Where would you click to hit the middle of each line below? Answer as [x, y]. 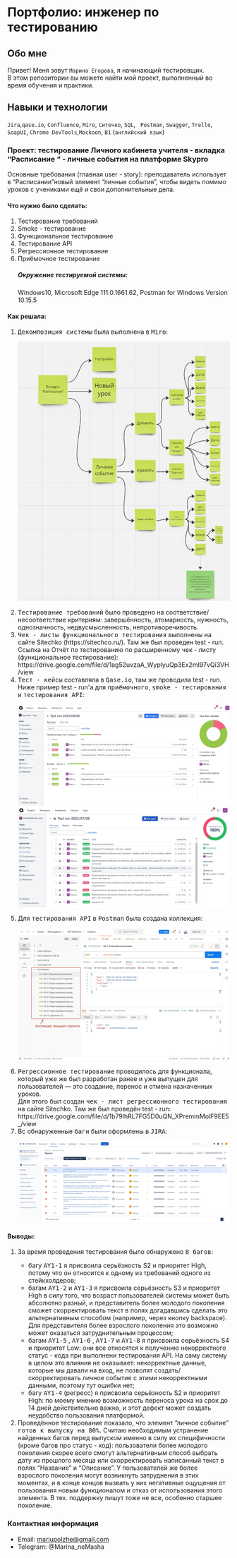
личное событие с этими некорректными [145, 1378]
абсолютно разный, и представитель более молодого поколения [126, 1303]
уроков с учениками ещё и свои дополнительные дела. [91, 189]
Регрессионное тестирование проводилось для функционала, [115, 1071]
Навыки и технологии [57, 108]
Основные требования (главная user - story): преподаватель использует [117, 174]
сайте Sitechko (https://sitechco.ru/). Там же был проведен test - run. [121, 642]
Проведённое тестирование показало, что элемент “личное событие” [123, 1423]
